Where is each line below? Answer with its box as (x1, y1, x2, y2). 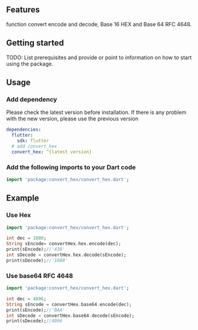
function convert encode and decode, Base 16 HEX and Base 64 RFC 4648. (6, 20, 192, 27)
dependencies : (6, 127, 42, 133)
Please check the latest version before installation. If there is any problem (6, 109, 187, 116)
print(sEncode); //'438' (6, 246, 66, 252)
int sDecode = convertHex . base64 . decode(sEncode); (6, 313, 135, 319)
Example (6, 193, 39, 203)
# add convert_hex (11, 143, 58, 149)
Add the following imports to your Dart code (6, 163, 136, 171)
